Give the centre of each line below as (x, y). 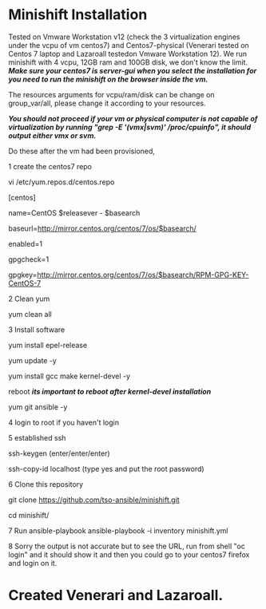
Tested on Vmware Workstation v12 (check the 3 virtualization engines (124, 37)
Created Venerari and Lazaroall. (116, 595)
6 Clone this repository (46, 484)
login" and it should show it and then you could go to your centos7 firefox (129, 554)
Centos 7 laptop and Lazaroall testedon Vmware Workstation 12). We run (128, 53)
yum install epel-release (48, 345)
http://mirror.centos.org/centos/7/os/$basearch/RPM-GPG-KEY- (143, 275)
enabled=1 (25, 243)
